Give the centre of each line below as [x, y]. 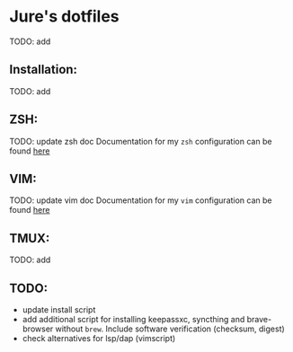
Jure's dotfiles [64, 17]
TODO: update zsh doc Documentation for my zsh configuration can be [141, 141]
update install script [59, 310]
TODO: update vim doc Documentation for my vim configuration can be [141, 200]
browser [38, 329]
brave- [259, 319]
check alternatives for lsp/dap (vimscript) [99, 338]
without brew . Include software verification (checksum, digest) [170, 329]
